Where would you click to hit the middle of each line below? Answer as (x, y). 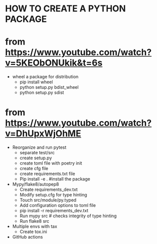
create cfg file (34, 169)
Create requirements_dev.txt (49, 189)
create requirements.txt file (47, 174)
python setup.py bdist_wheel (49, 87)
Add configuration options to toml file (58, 205)
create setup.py (36, 158)
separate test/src (37, 153)
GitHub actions (27, 237)
